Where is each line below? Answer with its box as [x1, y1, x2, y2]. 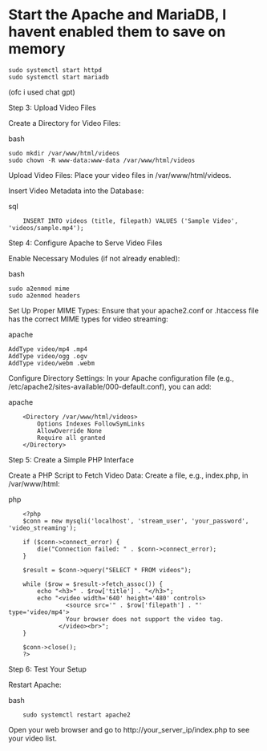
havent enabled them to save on [8, 22, 226, 41]
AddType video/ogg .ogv [8, 352, 88, 360]
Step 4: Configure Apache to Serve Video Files [8, 238, 163, 248]
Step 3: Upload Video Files [8, 103, 96, 112]
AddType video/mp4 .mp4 [8, 345, 88, 353]
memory [8, 40, 66, 58]
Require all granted [37, 434, 106, 442]
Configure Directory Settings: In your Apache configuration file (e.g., [8, 373, 234, 382]
